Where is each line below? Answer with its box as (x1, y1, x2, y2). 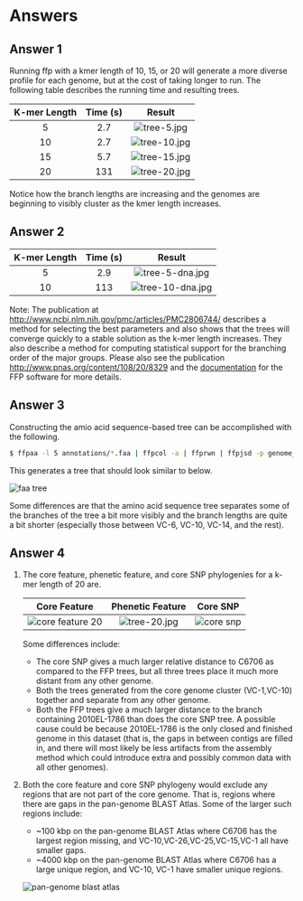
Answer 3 (9, 398, 65, 413)
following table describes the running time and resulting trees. (9, 85, 241, 95)
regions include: (22, 808, 83, 819)
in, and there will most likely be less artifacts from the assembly (35, 743, 272, 754)
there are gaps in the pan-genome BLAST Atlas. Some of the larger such (22, 799, 292, 810)
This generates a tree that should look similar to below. (9, 465, 213, 475)
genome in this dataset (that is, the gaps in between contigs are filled (35, 733, 293, 744)
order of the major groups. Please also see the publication (9, 352, 225, 362)
